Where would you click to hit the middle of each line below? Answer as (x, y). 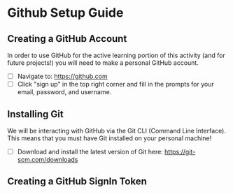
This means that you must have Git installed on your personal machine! (110, 138)
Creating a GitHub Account (67, 39)
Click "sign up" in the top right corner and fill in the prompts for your (116, 84)
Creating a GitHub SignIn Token (77, 182)
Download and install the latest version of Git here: (90, 151)
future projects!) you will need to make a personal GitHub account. (103, 63)
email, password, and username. (64, 92)
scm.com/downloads (48, 159)
